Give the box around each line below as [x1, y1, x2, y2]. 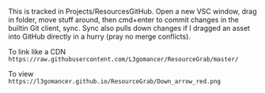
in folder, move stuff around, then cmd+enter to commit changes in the [8, 15, 240, 24]
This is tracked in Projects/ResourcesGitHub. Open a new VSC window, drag [8, 7, 257, 16]
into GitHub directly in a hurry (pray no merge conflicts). [8, 32, 191, 41]
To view [8, 69, 34, 78]
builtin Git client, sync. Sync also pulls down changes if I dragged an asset [8, 24, 251, 32]
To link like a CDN [8, 47, 66, 56]
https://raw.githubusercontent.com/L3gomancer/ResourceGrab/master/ [8, 55, 239, 63]
